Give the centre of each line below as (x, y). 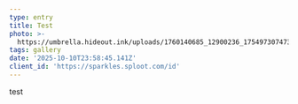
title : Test (31, 26)
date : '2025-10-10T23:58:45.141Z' (73, 58)
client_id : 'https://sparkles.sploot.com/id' (94, 67)
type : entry (31, 17)
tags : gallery (35, 50)
